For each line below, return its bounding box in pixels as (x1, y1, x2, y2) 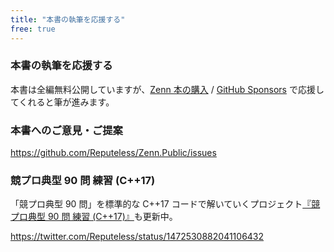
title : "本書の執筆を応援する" (10, 14, 126, 25)
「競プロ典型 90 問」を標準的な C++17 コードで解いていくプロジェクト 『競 (10, 198, 321, 210)
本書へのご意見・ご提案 (10, 123, 123, 137)
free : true (10, 24, 56, 34)
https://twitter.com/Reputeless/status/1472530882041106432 (10, 231, 265, 243)
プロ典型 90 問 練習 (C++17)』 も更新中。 (10, 211, 178, 223)
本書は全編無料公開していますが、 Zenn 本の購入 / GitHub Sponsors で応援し (10, 83, 325, 95)
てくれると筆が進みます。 (10, 96, 115, 108)
